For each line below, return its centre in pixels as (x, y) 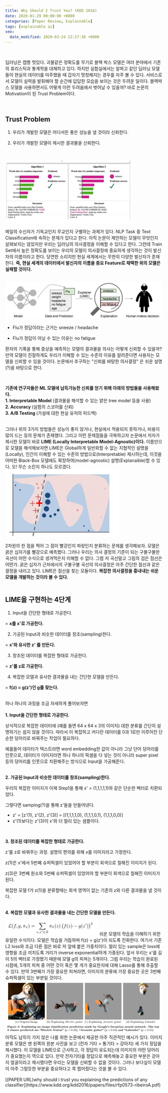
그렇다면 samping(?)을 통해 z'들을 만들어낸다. (50, 805)
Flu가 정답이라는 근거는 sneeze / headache (55, 328)
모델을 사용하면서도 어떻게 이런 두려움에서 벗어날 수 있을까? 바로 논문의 (79, 87)
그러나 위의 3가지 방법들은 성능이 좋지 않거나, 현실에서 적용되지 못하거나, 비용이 (82, 429)
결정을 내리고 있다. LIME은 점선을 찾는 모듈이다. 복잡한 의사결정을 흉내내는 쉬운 (82, 571)
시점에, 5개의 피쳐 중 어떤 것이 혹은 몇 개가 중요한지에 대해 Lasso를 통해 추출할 (82, 965)
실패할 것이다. (19, 269)
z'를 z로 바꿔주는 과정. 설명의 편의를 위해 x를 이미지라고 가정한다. (69, 852)
